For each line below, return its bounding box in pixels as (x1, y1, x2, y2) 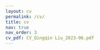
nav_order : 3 (5, 30, 37, 36)
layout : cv (5, 8, 32, 14)
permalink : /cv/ (5, 14, 45, 20)
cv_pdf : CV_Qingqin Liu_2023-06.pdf (5, 35, 94, 41)
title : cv (5, 19, 30, 25)
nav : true (5, 24, 30, 30)
